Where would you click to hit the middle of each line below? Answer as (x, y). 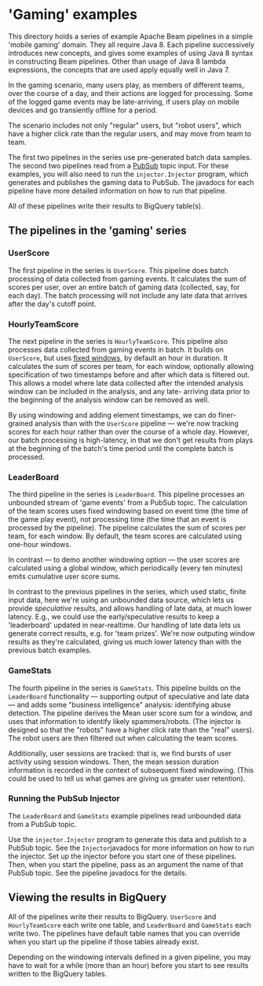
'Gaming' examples (73, 15)
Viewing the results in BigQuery (88, 897)
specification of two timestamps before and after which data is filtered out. (129, 375)
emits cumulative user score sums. (64, 577)
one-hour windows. (40, 545)
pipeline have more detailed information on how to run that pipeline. (118, 190)
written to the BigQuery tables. (58, 973)
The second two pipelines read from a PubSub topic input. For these (119, 165)
